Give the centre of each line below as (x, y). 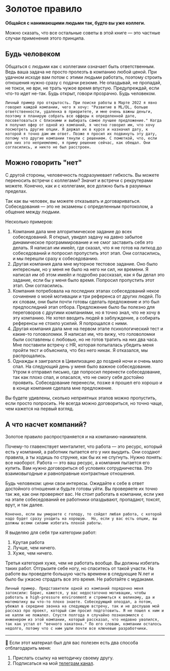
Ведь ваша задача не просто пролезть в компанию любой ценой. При (81, 72)
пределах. (16, 191)
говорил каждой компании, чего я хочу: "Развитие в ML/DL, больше (77, 107)
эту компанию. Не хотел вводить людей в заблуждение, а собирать (86, 317)
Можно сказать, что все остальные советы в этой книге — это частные (83, 33)
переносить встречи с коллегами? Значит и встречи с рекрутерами (79, 180)
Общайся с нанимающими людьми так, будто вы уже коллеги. (75, 23)
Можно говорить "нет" (44, 163)
